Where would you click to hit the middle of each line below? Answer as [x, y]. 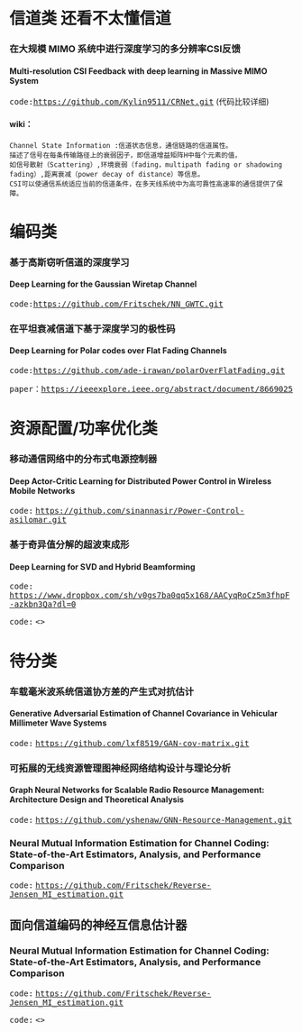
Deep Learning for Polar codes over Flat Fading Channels [118, 351]
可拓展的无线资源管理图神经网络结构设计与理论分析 [120, 768]
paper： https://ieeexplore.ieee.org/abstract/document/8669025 [151, 389]
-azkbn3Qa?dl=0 [43, 604]
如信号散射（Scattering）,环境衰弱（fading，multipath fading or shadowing [146, 164]
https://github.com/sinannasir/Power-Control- [140, 511]
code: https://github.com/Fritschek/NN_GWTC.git [116, 304]
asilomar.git [38, 520]
